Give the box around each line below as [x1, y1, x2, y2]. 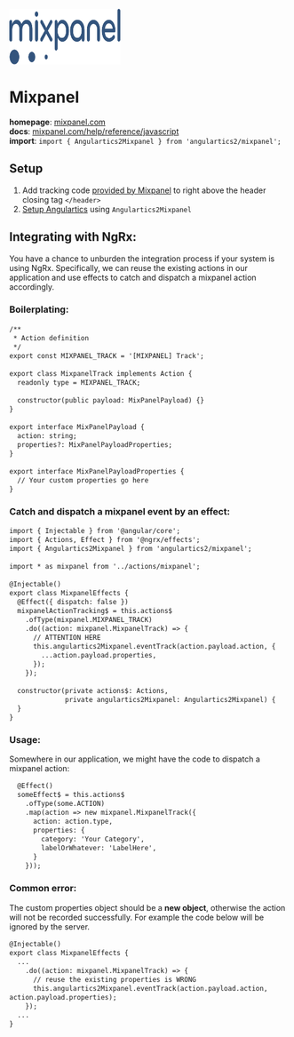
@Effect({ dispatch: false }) [17, 598, 129, 607]
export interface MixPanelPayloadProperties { [9, 467, 185, 475]
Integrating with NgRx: [9, 229, 137, 244]
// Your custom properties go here [17, 475, 149, 484]
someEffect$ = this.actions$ [17, 791, 125, 800]
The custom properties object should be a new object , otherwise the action [9, 902, 286, 913]
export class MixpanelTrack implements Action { [9, 369, 193, 378]
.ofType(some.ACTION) [25, 800, 105, 809]
